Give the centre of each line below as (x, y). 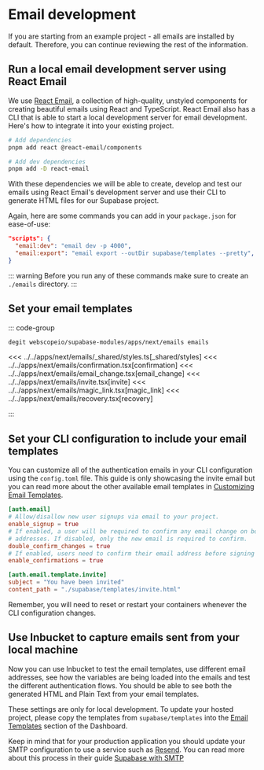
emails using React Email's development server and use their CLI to (117, 192)
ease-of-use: (29, 224)
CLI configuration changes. (52, 613)
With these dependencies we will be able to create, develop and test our (125, 184)
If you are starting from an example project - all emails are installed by (121, 36)
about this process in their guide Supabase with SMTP (96, 757)
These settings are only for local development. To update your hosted (121, 709)
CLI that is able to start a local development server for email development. (128, 117)
